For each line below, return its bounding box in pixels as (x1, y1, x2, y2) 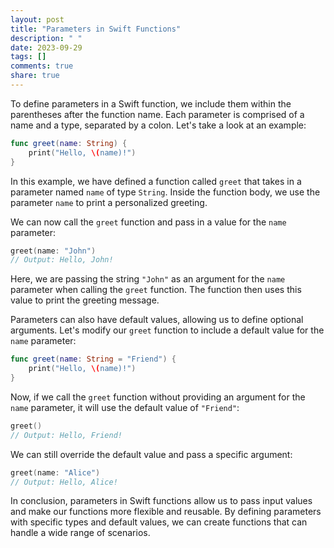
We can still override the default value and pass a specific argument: (10, 448, 293, 460)
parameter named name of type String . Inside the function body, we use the (10, 186, 321, 198)
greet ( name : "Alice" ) (10, 467, 101, 478)
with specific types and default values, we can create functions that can (10, 516, 308, 528)
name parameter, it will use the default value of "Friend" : (10, 401, 240, 413)
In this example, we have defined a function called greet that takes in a (10, 175, 302, 187)
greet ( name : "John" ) (10, 246, 97, 256)
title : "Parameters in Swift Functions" (10, 24, 182, 34)
